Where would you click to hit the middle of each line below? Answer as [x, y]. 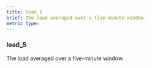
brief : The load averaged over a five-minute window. [77, 18]
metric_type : [23, 23]
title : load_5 [25, 12]
